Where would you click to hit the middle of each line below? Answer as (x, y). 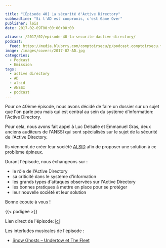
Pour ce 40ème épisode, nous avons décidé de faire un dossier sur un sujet (82, 106)
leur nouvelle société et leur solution (49, 192)
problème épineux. (24, 152)
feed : (15, 46)
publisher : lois (22, 23)
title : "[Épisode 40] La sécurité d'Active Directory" (63, 14)
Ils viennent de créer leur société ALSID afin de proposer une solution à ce (81, 146)
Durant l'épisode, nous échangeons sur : (46, 161)
